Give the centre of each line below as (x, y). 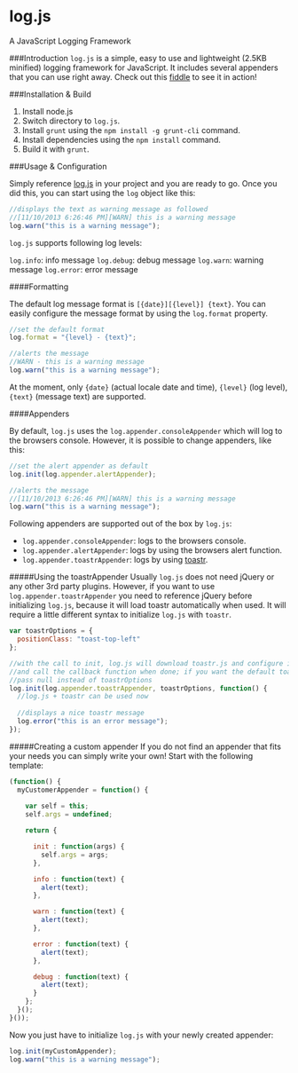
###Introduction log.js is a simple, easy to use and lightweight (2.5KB (138, 58)
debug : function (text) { (80, 977)
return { (41, 831)
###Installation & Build (50, 94)
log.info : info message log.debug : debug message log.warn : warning (137, 260)
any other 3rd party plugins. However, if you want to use (112, 587)
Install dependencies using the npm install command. (122, 139)
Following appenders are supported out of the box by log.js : (121, 524)
